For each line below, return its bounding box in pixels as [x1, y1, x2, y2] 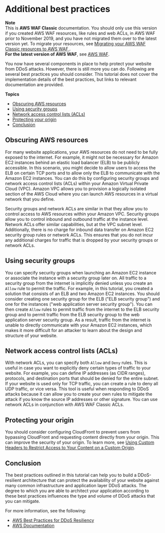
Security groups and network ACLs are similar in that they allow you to [5, 205, 148, 211]
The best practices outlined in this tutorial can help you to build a [5, 472, 137, 478]
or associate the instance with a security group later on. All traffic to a [5, 275, 147, 281]
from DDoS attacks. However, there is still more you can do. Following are [5, 66, 154, 72]
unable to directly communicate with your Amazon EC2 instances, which [5, 322, 152, 328]
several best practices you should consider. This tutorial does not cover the [5, 71, 158, 77]
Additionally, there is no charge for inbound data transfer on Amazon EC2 [5, 227, 154, 233]
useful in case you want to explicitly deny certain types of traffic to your [5, 365, 151, 371]
